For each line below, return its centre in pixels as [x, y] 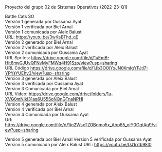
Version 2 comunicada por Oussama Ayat [47, 52]
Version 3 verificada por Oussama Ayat [44, 84]
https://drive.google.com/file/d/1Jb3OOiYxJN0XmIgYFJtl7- [89, 68]
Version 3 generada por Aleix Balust [41, 78]
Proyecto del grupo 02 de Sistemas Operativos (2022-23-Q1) [66, 7]
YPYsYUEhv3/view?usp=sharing [37, 73]
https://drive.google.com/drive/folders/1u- [71, 94]
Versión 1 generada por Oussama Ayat [43, 22]
